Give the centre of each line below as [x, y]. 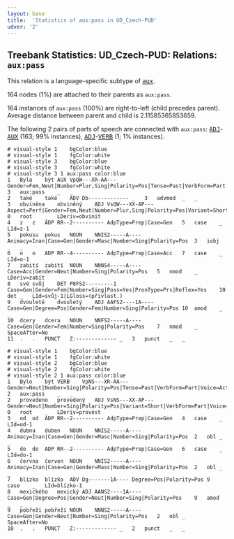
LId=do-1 [20, 455]
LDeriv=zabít [26, 278]
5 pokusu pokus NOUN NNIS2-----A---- [74, 235]
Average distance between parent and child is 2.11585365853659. [102, 115]
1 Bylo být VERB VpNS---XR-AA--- [68, 382]
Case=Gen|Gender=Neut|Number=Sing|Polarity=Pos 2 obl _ [96, 517]
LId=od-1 [20, 425]
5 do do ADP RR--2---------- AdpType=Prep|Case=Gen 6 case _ [115, 449]
